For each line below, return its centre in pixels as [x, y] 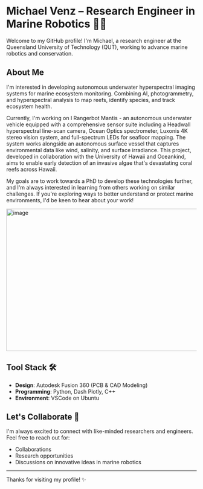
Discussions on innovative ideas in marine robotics [78, 462]
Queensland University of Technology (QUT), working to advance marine [97, 47]
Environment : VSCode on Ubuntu [57, 398]
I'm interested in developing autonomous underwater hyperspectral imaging [101, 87]
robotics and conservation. [40, 53]
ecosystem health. [29, 106]
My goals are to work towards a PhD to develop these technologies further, [100, 181]
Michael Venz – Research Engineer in [101, 11]
